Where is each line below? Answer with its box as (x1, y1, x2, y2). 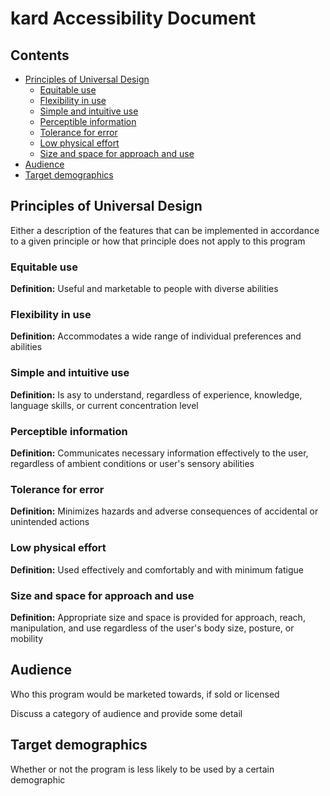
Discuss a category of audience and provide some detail (10, 707, 243, 719)
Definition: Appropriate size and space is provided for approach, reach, (10, 611, 306, 623)
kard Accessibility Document (10, 7, 257, 30)
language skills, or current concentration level (10, 399, 199, 411)
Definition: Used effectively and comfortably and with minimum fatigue (10, 563, 304, 576)
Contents (10, 47, 70, 64)
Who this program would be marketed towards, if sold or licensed (10, 688, 280, 700)
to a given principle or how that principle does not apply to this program (10, 235, 306, 247)
